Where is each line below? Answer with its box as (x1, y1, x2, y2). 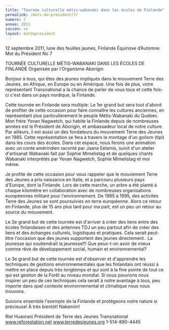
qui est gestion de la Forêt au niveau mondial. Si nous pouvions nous (5, 272, 149, 278)
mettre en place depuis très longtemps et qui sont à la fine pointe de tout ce (5, 267, 164, 272)
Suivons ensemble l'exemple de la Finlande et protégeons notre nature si (5, 298, 157, 304)
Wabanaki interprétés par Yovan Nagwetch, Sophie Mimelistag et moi (5, 156, 150, 162)
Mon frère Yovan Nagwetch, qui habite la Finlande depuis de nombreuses (5, 118, 159, 124)
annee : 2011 (5, 21, 30, 27)
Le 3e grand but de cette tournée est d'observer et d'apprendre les (5, 256, 146, 262)
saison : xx (5, 26, 28, 32)
